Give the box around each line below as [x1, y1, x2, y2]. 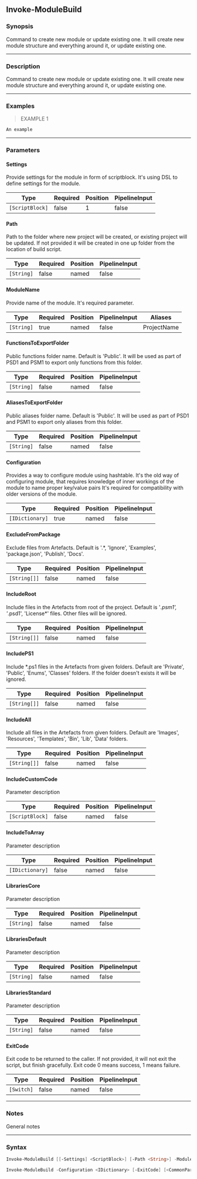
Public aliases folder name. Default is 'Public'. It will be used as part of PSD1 [6, 412, 189, 419]
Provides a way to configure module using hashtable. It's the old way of [6, 472, 179, 479]
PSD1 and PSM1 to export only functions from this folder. [6, 359, 142, 366]
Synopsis [6, 22, 33, 31]
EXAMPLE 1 [20, 115, 49, 122]
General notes [6, 1123, 40, 1130]
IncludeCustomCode [6, 776, 57, 783]
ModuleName [6, 286, 40, 293]
